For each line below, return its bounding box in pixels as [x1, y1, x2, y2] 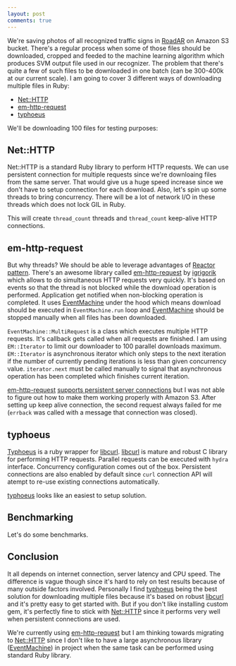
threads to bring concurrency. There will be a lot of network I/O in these [7, 193, 216, 201]
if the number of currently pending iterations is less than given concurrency [7, 357, 227, 366]
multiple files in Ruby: [7, 81, 70, 90]
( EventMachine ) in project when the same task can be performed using [7, 643, 214, 652]
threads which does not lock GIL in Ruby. [7, 201, 126, 209]
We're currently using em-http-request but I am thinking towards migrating [7, 628, 224, 636]
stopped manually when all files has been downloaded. [7, 314, 167, 322]
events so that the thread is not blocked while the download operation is [7, 283, 217, 292]
